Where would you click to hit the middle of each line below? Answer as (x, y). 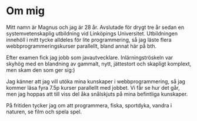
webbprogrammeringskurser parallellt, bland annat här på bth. (81, 46)
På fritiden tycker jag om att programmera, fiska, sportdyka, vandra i (89, 105)
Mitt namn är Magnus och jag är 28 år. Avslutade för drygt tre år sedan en (95, 27)
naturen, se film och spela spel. (44, 112)
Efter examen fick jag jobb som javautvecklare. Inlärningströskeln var (90, 57)
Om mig (26, 11)
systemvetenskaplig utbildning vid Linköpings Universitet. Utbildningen (92, 33)
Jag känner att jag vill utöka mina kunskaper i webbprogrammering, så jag (96, 81)
